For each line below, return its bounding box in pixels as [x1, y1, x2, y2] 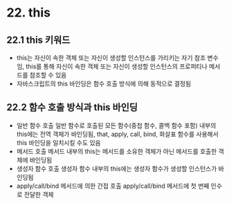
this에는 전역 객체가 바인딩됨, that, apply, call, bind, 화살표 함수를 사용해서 [16, 130, 219, 138]
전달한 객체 [24, 190, 54, 198]
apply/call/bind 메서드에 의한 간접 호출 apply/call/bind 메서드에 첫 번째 [16, 182, 210, 190]
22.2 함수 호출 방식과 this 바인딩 [6, 101, 138, 113]
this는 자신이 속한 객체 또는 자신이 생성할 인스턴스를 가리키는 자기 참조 [16, 54, 206, 61]
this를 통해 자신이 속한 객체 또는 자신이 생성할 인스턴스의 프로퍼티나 [26, 62, 208, 70]
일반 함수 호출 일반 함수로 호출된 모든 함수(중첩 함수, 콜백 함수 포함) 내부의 [16, 121, 216, 129]
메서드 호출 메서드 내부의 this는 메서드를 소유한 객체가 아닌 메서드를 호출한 [16, 147, 217, 155]
